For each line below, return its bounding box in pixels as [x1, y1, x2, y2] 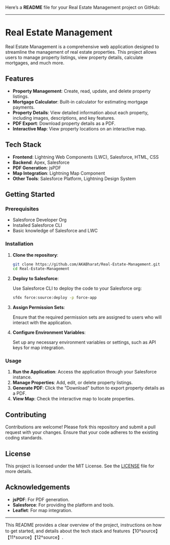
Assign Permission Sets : [12, 304, 65, 311]
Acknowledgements [5, 483, 70, 492]
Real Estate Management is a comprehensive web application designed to [5, 43, 159, 50]
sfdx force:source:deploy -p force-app [12, 295, 97, 300]
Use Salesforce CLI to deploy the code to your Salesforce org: [12, 285, 142, 291]
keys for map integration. [12, 345, 65, 351]
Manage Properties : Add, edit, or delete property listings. [12, 380, 133, 386]
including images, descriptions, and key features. [12, 115, 115, 121]
